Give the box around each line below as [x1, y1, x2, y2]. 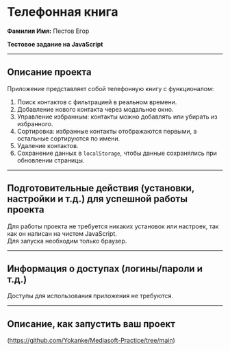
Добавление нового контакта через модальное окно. [16, 105, 174, 113]
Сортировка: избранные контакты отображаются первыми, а [16, 127, 197, 135]
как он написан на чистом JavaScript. [7, 229, 118, 237]
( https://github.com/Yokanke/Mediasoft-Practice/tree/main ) [7, 337, 176, 345]
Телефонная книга [7, 4, 118, 20]
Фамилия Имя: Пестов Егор [7, 27, 90, 35]
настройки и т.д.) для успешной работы [7, 193, 188, 205]
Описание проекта [7, 66, 92, 78]
